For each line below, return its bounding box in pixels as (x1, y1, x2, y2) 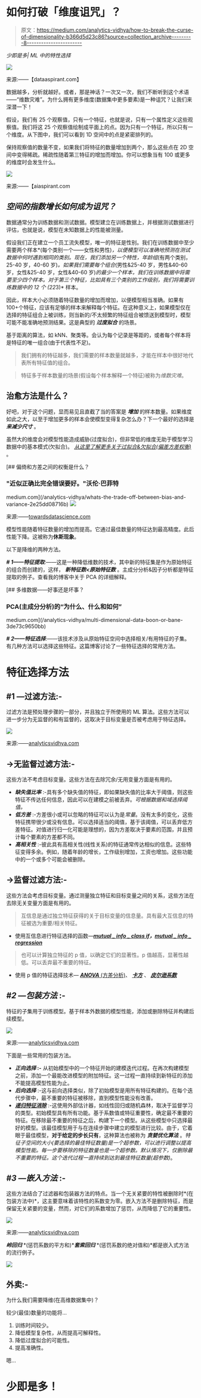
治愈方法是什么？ (6, 391, 69, 401)
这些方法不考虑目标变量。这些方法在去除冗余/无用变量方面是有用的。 (6, 775, 176, 783)
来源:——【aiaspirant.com (6, 182, 70, 189)
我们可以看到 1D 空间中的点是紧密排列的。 (52, 131, 156, 138)
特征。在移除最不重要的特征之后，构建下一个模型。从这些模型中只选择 (14, 1117, 188, 1124)
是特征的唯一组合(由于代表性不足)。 (6, 339, 94, 346)
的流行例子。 (6, 1249, 38, 1256)
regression (14, 939, 43, 946)
